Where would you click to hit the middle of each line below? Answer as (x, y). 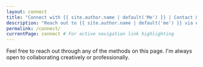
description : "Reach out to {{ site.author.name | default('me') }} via (100, 23)
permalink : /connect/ (34, 28)
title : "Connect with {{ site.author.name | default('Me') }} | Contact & (102, 17)
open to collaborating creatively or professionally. (68, 57)
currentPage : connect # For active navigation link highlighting (90, 34)
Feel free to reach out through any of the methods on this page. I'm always (99, 51)
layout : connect (27, 12)
